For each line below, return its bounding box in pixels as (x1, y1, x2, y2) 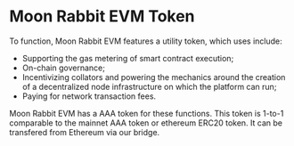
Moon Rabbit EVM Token (9, 6, 195, 27)
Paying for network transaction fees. (21, 91, 157, 101)
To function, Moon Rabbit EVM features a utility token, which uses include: (9, 36, 282, 46)
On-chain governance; (21, 62, 105, 73)
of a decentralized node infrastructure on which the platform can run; (21, 81, 277, 92)
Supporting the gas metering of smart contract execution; (21, 53, 234, 63)
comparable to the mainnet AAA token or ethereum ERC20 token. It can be (9, 118, 283, 128)
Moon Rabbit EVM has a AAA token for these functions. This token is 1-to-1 (9, 108, 284, 118)
